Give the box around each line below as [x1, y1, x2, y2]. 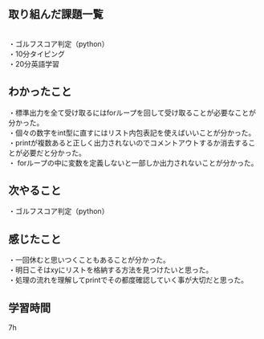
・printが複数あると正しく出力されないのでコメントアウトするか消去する [8, 137, 249, 147]
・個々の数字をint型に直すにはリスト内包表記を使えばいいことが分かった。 [8, 128, 256, 137]
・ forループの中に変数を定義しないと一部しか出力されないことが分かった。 [8, 157, 258, 167]
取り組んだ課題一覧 [8, 7, 104, 22]
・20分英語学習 [8, 59, 60, 68]
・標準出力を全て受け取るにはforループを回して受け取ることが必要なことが [8, 108, 257, 117]
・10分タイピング [8, 49, 66, 59]
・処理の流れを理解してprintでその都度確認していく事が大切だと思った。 [8, 276, 249, 285]
